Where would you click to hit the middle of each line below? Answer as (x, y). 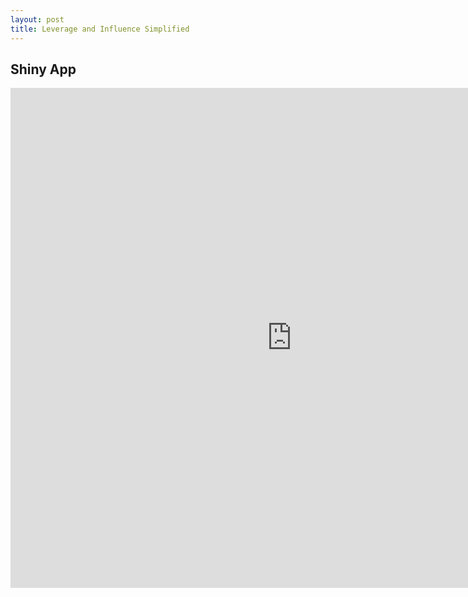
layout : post (37, 19)
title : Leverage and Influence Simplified (100, 29)
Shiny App (43, 69)
